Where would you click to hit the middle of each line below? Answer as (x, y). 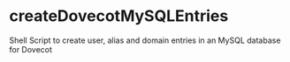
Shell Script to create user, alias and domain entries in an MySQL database (145, 40)
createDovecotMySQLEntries (119, 16)
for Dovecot (31, 49)
